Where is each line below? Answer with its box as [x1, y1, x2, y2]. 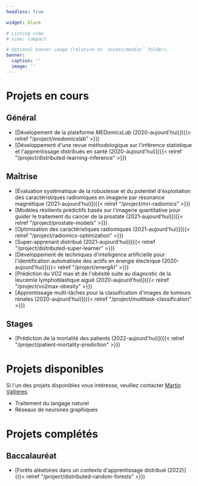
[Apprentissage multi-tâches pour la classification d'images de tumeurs [14, 289, 191, 296]
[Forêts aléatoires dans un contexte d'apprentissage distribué [14, 467, 166, 474]
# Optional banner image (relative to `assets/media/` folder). [6, 47, 169, 53]
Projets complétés [6, 427, 98, 441]
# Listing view [6, 30, 44, 36]
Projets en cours [6, 89, 89, 102]
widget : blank [6, 19, 42, 26]
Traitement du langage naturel [14, 400, 89, 407]
